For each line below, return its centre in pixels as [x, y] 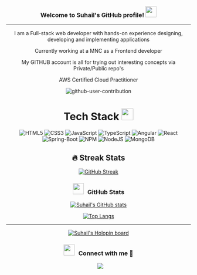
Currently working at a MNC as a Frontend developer [98, 51]
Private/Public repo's [98, 69]
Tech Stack [91, 117]
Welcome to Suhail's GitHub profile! [92, 15]
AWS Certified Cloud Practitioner [98, 80]
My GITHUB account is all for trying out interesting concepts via [98, 62]
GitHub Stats [106, 192]
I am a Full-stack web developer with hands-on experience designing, [98, 33]
